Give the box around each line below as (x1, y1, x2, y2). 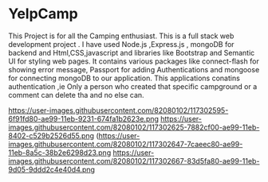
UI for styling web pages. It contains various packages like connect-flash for (8, 56, 259, 66)
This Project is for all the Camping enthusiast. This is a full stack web (8, 31, 235, 41)
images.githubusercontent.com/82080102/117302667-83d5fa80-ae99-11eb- (8, 156, 260, 165)
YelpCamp (8, 5, 78, 23)
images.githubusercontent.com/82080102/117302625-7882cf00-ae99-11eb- (8, 122, 260, 132)
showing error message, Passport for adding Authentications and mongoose (8, 64, 260, 74)
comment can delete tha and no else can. (8, 90, 145, 99)
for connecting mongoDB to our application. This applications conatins (8, 73, 241, 83)
